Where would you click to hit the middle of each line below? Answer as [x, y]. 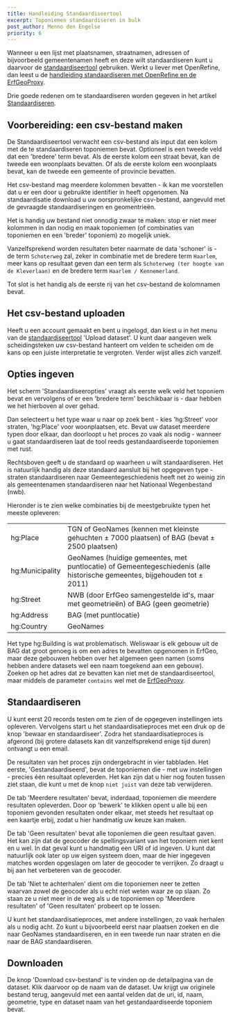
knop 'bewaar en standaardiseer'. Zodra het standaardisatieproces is [105, 733]
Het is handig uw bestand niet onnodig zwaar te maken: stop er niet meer [112, 220]
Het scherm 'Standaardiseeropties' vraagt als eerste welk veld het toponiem [116, 391]
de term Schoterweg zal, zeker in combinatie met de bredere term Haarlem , [112, 256]
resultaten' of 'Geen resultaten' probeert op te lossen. [84, 906]
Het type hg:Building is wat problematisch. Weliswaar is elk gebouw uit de [113, 643]
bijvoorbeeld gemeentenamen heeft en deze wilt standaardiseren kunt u [110, 60]
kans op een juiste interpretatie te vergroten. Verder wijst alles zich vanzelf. [115, 352]
